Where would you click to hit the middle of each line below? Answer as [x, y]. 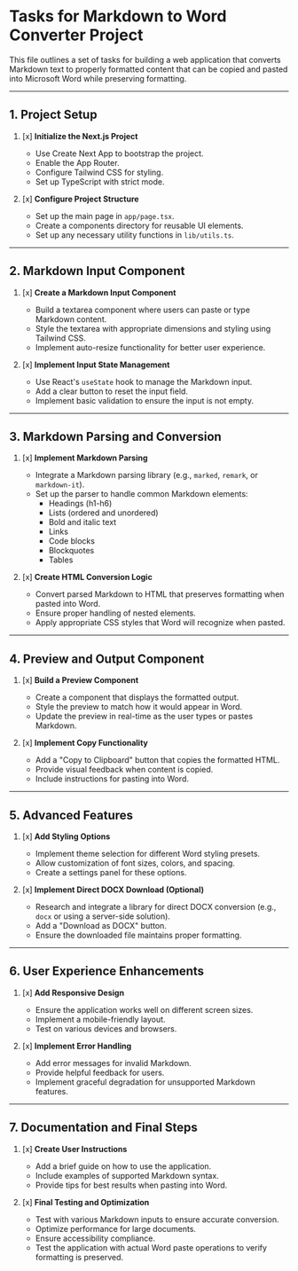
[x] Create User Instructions [74, 1149]
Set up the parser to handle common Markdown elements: [141, 494]
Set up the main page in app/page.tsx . [105, 216]
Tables [61, 560]
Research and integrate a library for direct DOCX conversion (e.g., [156, 907]
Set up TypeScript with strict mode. [100, 181]
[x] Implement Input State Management [96, 365]
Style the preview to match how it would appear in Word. [139, 707]
